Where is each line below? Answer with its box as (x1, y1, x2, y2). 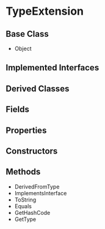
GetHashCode (14, 209, 51, 216)
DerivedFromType (14, 182, 60, 190)
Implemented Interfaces (5, 62, 100, 73)
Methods (5, 167, 41, 177)
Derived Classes (5, 83, 70, 94)
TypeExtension (5, 4, 84, 18)
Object (14, 45, 32, 52)
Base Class (5, 29, 49, 39)
